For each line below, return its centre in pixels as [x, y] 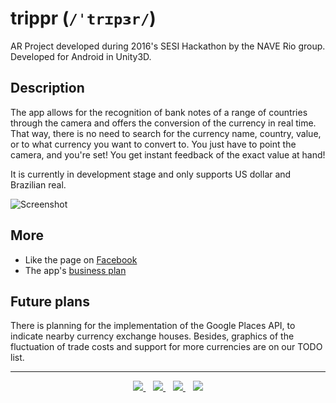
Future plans [50, 301]
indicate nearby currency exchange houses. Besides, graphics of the [152, 336]
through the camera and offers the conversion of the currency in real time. [163, 123]
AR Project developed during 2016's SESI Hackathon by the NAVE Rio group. [168, 46]
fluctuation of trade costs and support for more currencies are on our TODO [166, 347]
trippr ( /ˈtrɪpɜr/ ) [83, 18]
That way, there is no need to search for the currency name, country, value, [166, 133]
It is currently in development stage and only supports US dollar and [151, 174]
